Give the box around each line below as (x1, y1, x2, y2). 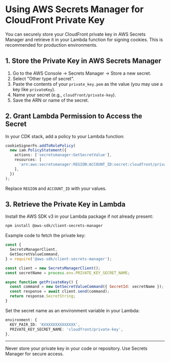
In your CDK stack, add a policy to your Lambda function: (5, 133, 125, 139)
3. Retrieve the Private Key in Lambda (5, 200, 125, 209)
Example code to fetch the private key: (5, 233, 86, 239)
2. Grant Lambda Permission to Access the (5, 112, 143, 120)
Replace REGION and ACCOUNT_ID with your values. (5, 185, 107, 191)
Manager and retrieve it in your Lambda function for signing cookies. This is (5, 37, 163, 43)
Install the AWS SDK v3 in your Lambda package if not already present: (5, 213, 153, 219)
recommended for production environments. (5, 42, 98, 48)
